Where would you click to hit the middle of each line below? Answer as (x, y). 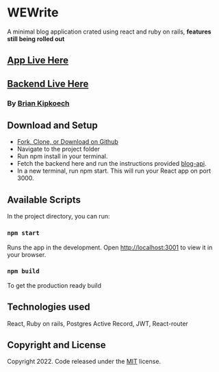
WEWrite (33, 13)
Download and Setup (52, 126)
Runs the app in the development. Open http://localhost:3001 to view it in (110, 247)
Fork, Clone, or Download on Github (67, 142)
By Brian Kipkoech (38, 103)
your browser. (27, 254)
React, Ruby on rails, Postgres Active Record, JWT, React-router (98, 323)
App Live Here (38, 61)
